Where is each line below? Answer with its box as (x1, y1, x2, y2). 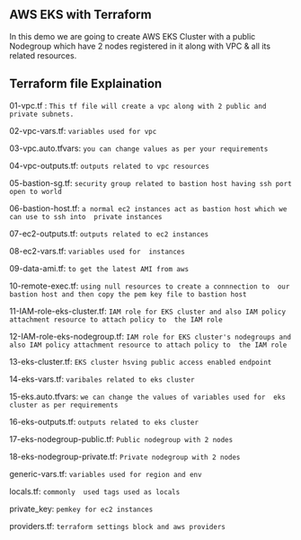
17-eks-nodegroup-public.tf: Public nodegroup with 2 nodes (9, 433, 234, 444)
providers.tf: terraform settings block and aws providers (9, 520, 226, 531)
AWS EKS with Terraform (9, 7, 152, 22)
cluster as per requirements (9, 400, 119, 410)
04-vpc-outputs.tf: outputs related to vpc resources (9, 160, 209, 171)
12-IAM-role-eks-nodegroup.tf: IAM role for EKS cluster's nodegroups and (9, 331, 292, 341)
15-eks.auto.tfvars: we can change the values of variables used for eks (9, 391, 286, 402)
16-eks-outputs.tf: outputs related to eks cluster (9, 416, 199, 427)
